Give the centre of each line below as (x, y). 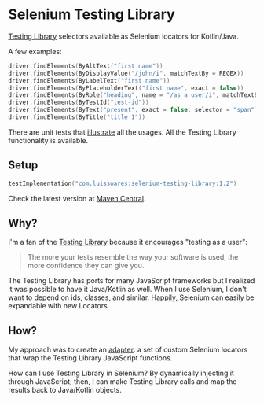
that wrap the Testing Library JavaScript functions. (90, 358)
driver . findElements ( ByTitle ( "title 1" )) (77, 117)
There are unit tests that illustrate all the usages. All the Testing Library (123, 132)
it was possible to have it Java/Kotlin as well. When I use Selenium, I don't (128, 290)
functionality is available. (48, 140)
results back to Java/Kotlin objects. (65, 390)
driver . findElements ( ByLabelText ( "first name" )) (89, 80)
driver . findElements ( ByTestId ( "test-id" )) (79, 103)
